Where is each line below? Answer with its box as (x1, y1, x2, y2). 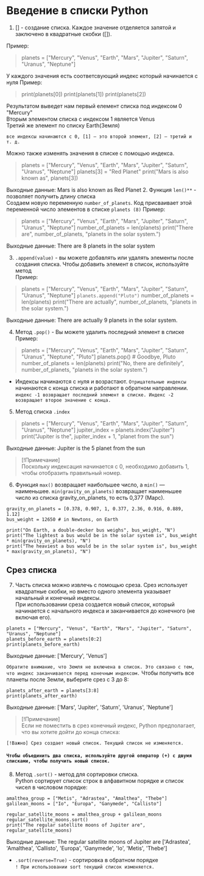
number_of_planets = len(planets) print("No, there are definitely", (21, 359, 185, 366)
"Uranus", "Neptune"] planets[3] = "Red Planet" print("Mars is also (21, 168, 189, 175)
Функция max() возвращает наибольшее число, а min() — (15, 481, 166, 488)
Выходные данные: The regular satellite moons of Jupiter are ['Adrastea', (6, 838, 191, 845)
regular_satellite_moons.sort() (6, 816, 88, 823)
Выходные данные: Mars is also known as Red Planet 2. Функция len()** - (6, 186, 197, 193)
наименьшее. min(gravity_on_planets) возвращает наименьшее (15, 487, 182, 494)
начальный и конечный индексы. (15, 594, 102, 601)
